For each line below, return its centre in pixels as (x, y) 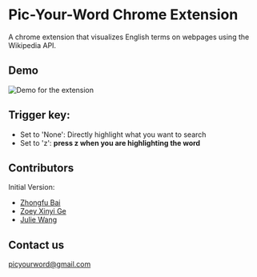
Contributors (41, 168)
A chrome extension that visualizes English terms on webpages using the (129, 37)
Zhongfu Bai (40, 203)
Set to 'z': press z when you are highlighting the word (110, 143)
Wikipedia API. (32, 45)
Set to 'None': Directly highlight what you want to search (113, 134)
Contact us (36, 245)
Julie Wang (38, 220)
